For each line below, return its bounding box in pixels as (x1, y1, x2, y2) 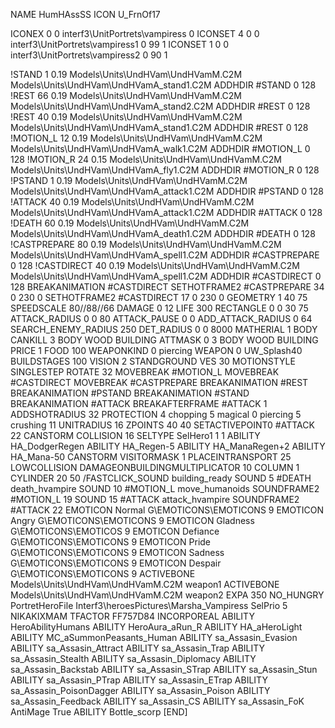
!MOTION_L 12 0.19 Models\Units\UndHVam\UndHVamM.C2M (10, 132, 263, 144)
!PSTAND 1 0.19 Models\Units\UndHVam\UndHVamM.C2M (10, 175, 248, 186)
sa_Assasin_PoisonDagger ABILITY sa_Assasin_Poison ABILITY (10, 685, 271, 696)
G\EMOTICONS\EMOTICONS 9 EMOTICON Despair (10, 557, 222, 569)
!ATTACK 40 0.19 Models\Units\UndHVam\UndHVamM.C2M (10, 196, 255, 208)
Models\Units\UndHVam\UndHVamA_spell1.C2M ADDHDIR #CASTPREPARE (10, 249, 320, 261)
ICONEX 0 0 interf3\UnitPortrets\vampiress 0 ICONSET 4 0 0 (10, 28, 260, 39)
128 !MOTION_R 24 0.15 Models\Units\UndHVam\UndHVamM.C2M (10, 154, 282, 165)
